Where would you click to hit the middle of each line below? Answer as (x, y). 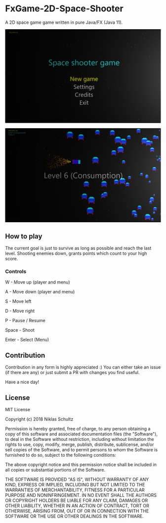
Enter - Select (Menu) (27, 340)
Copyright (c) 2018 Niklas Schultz (39, 419)
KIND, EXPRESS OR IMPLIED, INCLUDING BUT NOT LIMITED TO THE (75, 485)
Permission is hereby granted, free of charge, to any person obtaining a (78, 429)
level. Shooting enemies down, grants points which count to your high (76, 253)
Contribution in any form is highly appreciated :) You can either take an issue (83, 367)
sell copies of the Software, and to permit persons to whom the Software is (82, 450)
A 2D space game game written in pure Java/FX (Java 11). (64, 22)
